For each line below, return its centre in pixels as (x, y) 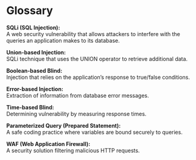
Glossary (30, 11)
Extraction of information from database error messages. (78, 95)
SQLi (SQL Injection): (33, 27)
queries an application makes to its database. (63, 40)
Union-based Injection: (36, 52)
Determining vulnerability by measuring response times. (76, 114)
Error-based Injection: (35, 89)
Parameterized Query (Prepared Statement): (64, 125)
